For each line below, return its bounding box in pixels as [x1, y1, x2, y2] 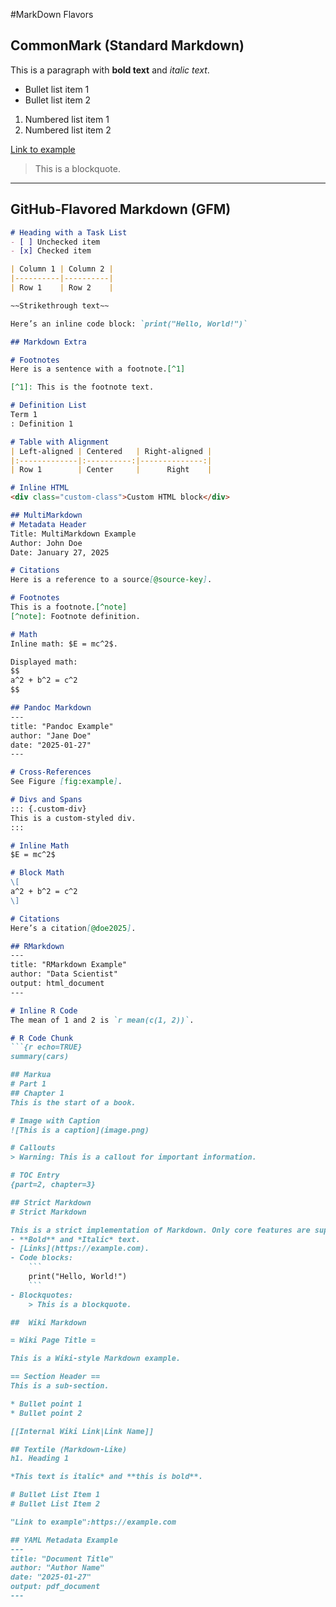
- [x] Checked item [10, 246, 92, 256]
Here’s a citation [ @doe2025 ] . [10, 923, 137, 933]
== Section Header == [10, 1372, 101, 1382]
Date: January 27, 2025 [10, 547, 110, 558]
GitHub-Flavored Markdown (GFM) [10, 201, 232, 218]
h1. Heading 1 [10, 1454, 70, 1464]
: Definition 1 [10, 419, 74, 429]
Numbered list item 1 [24, 113, 110, 125]
